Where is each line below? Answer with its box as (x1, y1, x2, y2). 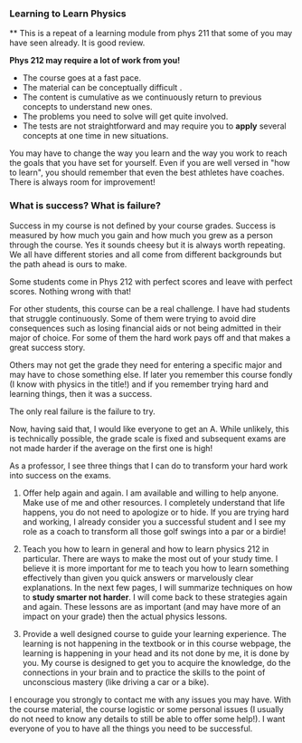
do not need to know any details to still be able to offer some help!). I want (9, 713, 286, 724)
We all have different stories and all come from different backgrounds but (9, 248, 282, 260)
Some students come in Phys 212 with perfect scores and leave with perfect (9, 275, 293, 287)
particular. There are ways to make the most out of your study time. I (22, 553, 278, 564)
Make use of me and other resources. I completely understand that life (22, 497, 286, 507)
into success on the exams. (9, 469, 111, 480)
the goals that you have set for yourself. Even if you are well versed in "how (9, 158, 291, 169)
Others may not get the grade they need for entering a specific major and (9, 359, 283, 370)
